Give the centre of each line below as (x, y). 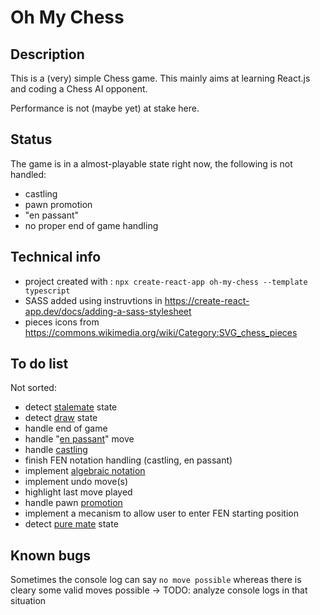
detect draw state (61, 418)
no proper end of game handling (91, 225)
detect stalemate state (71, 407)
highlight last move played (78, 492)
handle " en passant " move (79, 439)
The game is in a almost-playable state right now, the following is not (151, 163)
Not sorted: (33, 388)
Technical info (56, 257)
